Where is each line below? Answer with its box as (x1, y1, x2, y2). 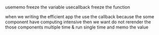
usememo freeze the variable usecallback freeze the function (5, 4, 130, 10)
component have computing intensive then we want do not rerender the (5, 19, 152, 25)
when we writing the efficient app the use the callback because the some (5, 14, 155, 19)
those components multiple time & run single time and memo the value (5, 24, 149, 30)
